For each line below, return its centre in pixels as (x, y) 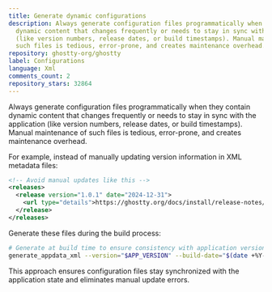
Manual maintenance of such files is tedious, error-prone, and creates (125, 132)
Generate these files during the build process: (85, 233)
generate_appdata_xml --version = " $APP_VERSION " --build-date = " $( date (128, 256)
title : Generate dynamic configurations (78, 16)
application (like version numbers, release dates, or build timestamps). (125, 124)
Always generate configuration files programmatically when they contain (130, 107)
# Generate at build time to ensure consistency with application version (137, 248)
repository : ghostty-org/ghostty (65, 53)
